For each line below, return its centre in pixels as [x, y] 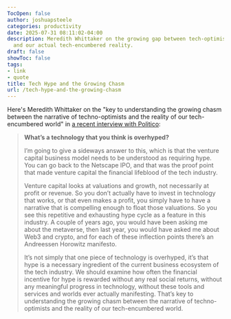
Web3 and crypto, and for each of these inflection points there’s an [119, 237]
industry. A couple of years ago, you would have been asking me [116, 222]
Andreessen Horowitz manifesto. [70, 244]
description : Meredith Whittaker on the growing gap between [97, 39]
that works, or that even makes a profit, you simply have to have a [117, 200]
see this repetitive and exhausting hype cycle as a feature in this [115, 215]
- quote [18, 77]
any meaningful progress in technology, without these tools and [114, 287]
